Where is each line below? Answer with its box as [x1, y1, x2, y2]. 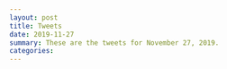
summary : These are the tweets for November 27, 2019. [9, 38, 220, 47]
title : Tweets [9, 22, 63, 30]
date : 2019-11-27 [9, 30, 75, 39]
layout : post [9, 13, 59, 22]
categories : [9, 47, 54, 56]
